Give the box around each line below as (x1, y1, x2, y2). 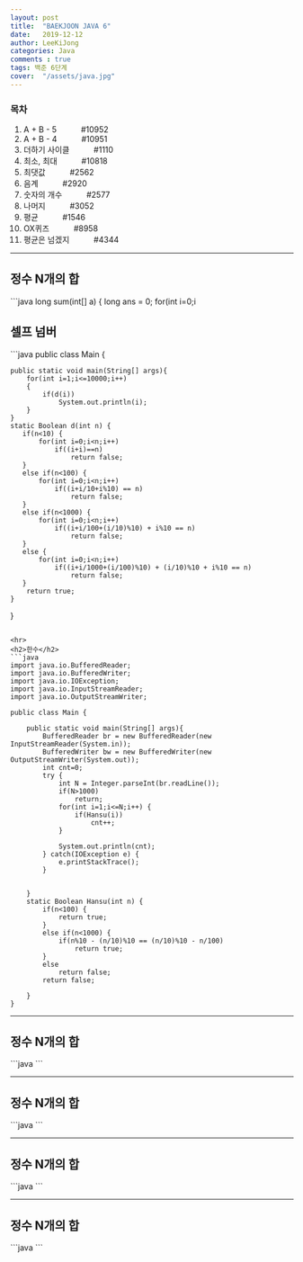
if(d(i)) (42, 389, 76, 398)
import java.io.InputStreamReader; (10, 685, 144, 694)
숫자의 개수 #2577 (22, 190, 111, 201)
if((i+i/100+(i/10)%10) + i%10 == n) (54, 524, 196, 533)
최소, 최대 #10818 (22, 156, 109, 166)
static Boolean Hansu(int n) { (26, 897, 144, 906)
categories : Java (10, 47, 76, 56)
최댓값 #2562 (22, 167, 94, 178)
